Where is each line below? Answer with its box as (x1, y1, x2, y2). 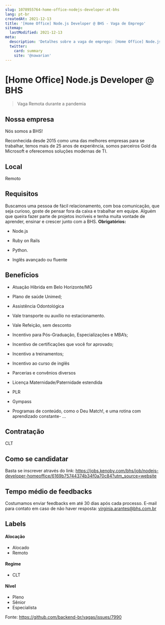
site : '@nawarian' (14, 53, 52, 58)
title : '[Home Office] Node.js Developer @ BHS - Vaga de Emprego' (5, 21, 146, 26)
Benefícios (5, 271, 39, 280)
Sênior (12, 599, 26, 605)
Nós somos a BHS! (5, 128, 43, 134)
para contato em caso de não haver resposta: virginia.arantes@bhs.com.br (5, 505, 157, 511)
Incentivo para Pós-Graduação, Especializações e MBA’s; (12, 332, 128, 338)
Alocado (12, 544, 29, 550)
